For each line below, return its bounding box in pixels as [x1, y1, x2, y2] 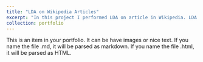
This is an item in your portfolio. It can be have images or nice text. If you [6, 37, 188, 44]
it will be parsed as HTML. [6, 49, 72, 57]
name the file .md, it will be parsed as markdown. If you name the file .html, [6, 43, 194, 50]
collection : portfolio [6, 20, 64, 26]
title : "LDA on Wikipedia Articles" [6, 8, 99, 15]
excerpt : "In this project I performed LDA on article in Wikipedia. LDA [6, 14, 198, 20]
